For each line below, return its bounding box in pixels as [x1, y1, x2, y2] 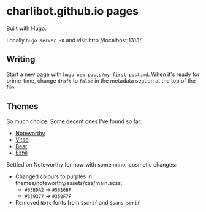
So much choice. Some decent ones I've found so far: [6, 118, 142, 125]
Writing [6, 54, 36, 65]
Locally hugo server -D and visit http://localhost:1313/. [6, 36, 143, 44]
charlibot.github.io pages [6, 4, 139, 18]
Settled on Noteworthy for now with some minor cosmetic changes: [6, 161, 177, 168]
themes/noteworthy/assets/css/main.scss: [15, 179, 123, 186]
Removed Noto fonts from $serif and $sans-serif [15, 199, 140, 206]
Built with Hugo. [6, 25, 47, 32]
